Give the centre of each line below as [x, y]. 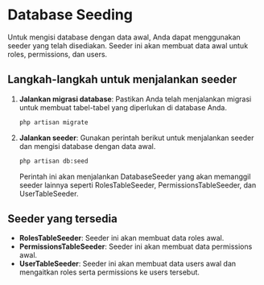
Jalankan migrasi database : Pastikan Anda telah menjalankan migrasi [135, 99]
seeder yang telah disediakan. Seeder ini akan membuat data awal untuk [128, 45]
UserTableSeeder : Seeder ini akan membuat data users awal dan [128, 264]
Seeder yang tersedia [62, 219]
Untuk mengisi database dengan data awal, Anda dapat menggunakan [124, 37]
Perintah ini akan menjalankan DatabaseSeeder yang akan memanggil [135, 176]
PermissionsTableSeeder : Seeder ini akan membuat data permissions [136, 246]
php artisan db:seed [54, 161]
